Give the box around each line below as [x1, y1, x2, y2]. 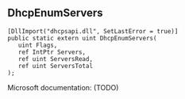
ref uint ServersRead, [17, 55, 93, 63]
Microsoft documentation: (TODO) [7, 82, 119, 92]
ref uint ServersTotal [17, 62, 93, 70]
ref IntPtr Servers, [17, 48, 87, 56]
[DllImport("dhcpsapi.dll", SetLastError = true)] [7, 27, 179, 35]
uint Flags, [17, 41, 58, 49]
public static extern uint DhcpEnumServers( [7, 34, 157, 42]
